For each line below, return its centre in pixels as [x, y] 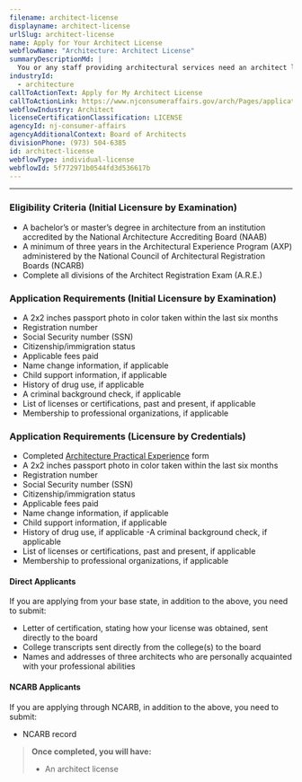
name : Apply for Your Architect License [86, 43]
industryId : [31, 76]
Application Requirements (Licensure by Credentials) [128, 436]
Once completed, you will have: [91, 751]
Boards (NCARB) [53, 265]
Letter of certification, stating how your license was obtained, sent [145, 628]
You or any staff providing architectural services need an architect [152, 68]
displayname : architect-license [70, 26]
